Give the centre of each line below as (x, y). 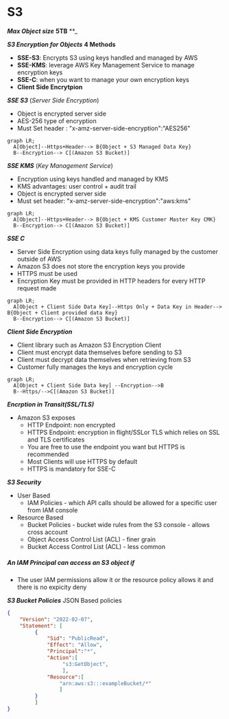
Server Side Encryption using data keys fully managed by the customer (117, 251)
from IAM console (52, 510)
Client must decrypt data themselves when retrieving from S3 (104, 359)
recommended (48, 454)
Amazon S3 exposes (46, 418)
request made (37, 288)
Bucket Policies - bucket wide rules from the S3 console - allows (119, 524)
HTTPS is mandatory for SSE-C (72, 469)
